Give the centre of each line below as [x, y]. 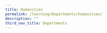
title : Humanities [24, 9]
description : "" [22, 18]
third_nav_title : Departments [36, 23]
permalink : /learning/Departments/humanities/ [54, 14]
